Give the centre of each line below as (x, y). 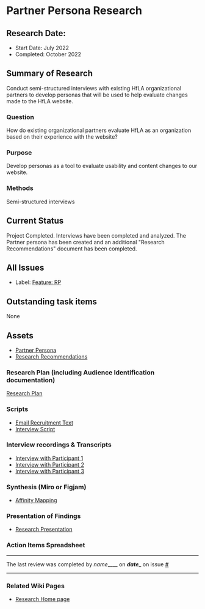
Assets (20, 336)
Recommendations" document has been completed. (72, 249)
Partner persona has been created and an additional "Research (85, 242)
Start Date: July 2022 (42, 48)
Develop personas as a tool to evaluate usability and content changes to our (102, 166)
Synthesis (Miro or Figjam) (46, 487)
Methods (20, 188)
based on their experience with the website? (62, 137)
